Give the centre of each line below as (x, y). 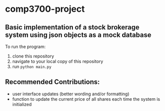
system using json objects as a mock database (78, 35)
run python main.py (32, 67)
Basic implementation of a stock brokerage (72, 27)
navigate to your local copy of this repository (58, 61)
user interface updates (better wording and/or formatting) (71, 94)
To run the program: (25, 47)
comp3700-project (45, 9)
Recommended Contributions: (52, 82)
